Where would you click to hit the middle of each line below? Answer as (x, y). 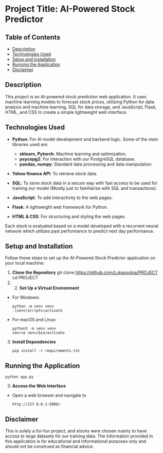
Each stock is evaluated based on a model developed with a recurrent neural (82, 226)
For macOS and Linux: (34, 320)
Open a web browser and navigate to (49, 396)
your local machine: (25, 263)
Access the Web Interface (39, 386)
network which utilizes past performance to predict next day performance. (80, 231)
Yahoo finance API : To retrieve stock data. (55, 173)
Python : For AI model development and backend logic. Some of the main (85, 139)
